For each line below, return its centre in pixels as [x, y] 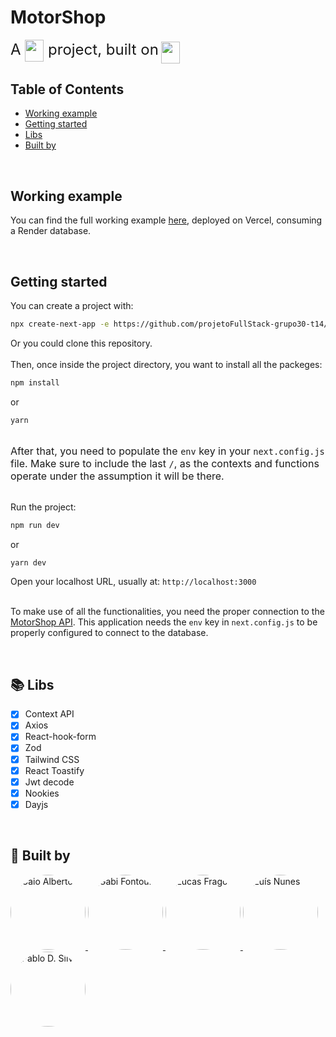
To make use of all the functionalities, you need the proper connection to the [167, 612]
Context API [49, 714]
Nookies [42, 793]
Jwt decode [49, 782]
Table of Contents [67, 89]
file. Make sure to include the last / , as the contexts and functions [165, 463]
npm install [35, 382]
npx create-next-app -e [60, 324]
